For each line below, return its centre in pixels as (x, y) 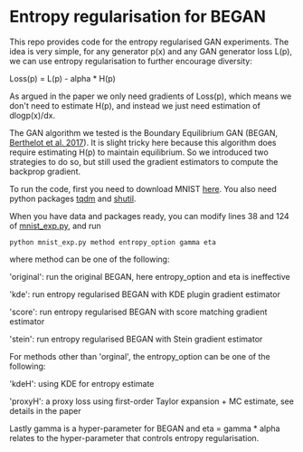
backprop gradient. (45, 171)
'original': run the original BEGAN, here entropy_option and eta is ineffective (150, 276)
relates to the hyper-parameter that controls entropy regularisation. (134, 438)
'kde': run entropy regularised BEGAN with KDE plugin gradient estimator (145, 294)
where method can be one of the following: (90, 259)
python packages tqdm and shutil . (73, 198)
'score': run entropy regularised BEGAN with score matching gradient (138, 312)
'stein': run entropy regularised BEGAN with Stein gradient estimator (136, 339)
